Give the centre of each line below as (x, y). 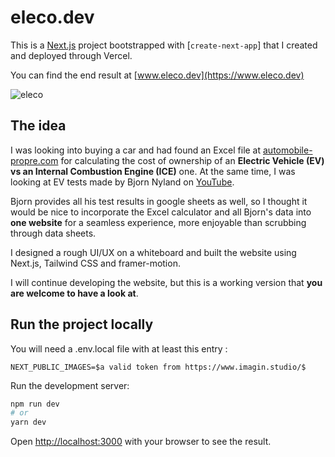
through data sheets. (53, 233)
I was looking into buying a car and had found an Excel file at (136, 150)
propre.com (34, 160)
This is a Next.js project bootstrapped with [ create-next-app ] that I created (164, 45)
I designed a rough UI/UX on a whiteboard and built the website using (153, 252)
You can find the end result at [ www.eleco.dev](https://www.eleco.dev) (157, 75)
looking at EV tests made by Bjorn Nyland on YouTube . (122, 182)
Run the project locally (82, 324)
